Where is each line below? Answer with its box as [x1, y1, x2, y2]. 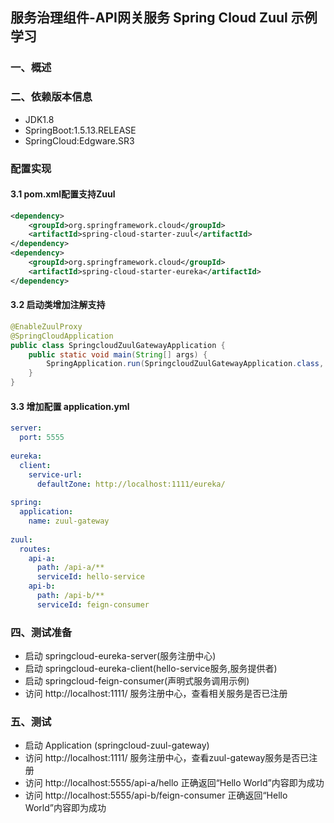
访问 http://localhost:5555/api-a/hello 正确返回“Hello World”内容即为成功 [24, 777, 325, 789]
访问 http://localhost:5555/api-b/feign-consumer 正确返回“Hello [24, 789, 288, 802]
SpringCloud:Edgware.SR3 [24, 134, 135, 147]
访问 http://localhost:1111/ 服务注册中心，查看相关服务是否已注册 [24, 688, 288, 700]
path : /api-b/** [36, 591, 105, 601]
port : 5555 [19, 433, 65, 443]
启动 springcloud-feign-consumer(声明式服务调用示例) [24, 675, 250, 687]
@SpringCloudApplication [10, 331, 114, 341]
